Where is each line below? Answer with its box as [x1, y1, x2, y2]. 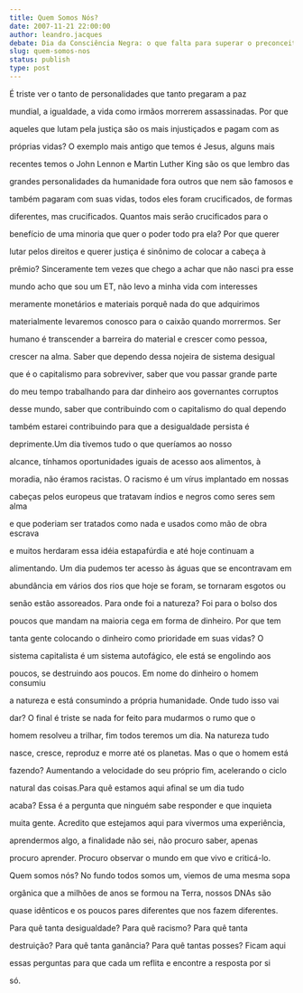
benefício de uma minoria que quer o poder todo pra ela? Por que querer [9, 228, 280, 239]
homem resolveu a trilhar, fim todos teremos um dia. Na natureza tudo [9, 729, 270, 741]
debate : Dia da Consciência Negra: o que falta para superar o [9, 38, 252, 48]
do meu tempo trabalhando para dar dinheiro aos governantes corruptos [9, 386, 280, 397]
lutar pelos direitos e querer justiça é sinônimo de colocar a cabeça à [9, 246, 266, 257]
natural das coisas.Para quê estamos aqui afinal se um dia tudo [9, 782, 245, 793]
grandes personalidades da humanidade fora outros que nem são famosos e [9, 175, 294, 186]
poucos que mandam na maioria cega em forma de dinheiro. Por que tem [9, 615, 281, 626]
